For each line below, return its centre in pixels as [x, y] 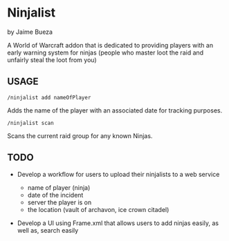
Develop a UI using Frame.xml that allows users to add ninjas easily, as [118, 223]
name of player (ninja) [59, 187]
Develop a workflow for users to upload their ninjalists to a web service [118, 174]
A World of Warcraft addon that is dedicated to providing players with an [110, 45]
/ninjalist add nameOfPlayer [49, 97]
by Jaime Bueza [30, 32]
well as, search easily [48, 230]
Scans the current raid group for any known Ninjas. [80, 135]
